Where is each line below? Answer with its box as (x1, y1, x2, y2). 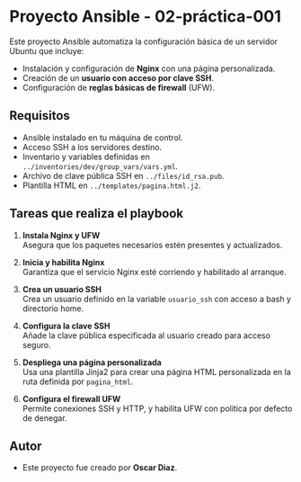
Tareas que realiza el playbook (9, 206, 184, 221)
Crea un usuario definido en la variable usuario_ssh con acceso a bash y (22, 293, 292, 304)
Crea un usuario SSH (22, 283, 102, 294)
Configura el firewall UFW (22, 393, 121, 404)
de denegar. (22, 412, 67, 424)
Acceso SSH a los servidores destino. (22, 141, 163, 152)
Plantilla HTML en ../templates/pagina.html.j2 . (22, 180, 201, 191)
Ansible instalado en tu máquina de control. (22, 132, 183, 143)
